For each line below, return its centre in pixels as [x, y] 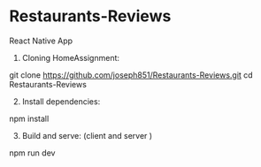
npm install [29, 118]
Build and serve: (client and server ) [87, 135]
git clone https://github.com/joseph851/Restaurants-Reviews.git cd [131, 75]
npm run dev [32, 153]
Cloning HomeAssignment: [71, 57]
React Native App [41, 41]
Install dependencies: [61, 101]
